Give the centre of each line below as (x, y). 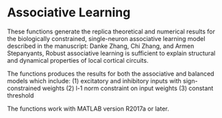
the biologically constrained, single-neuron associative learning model (106, 38)
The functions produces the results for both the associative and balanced (111, 74)
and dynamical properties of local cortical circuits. (78, 60)
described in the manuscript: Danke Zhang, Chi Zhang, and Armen (101, 46)
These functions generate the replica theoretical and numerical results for (111, 31)
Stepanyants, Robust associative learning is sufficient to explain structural (111, 53)
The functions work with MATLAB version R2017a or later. (88, 108)
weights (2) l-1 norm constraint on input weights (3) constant (128, 88)
